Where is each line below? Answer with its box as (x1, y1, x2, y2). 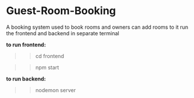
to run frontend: (6, 41, 46, 48)
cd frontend (35, 52, 64, 59)
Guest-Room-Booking (6, 4, 117, 18)
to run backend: (6, 75, 46, 82)
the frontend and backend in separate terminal (6, 29, 119, 36)
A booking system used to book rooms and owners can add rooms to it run (6, 23, 189, 31)
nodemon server (35, 86, 76, 93)
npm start (35, 63, 59, 71)
